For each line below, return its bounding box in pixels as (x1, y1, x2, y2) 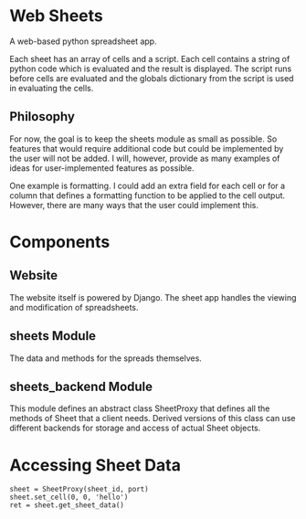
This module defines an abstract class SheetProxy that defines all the (9, 403, 270, 414)
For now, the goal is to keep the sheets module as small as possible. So (9, 133, 278, 144)
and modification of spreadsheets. (9, 302, 139, 312)
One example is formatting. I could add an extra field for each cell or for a (9, 180, 286, 191)
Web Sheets (9, 5, 103, 26)
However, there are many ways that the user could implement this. (9, 199, 259, 210)
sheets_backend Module (9, 378, 153, 394)
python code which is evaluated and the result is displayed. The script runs (9, 63, 292, 74)
